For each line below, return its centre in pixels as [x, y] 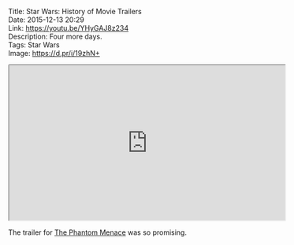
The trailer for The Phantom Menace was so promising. [98, 232]
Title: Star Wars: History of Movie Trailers [75, 11]
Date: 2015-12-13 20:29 [46, 20]
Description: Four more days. [55, 36]
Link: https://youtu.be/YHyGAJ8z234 [68, 28]
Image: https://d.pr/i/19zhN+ [54, 53]
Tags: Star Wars [34, 45]
